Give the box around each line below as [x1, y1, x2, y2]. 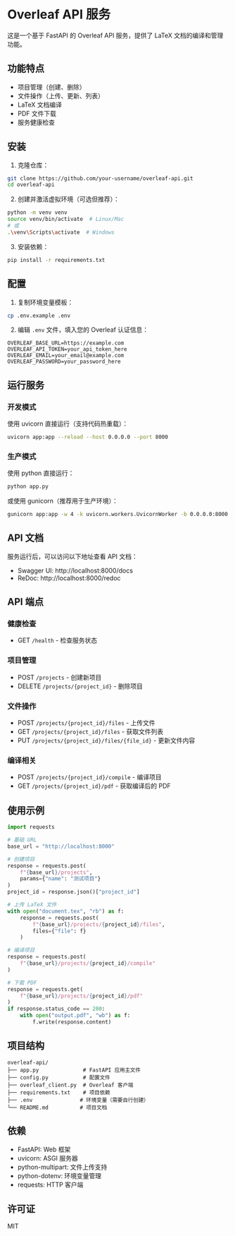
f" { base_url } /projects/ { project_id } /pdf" [20, 992, 143, 1000]
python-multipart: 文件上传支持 [17, 1163, 108, 1171]
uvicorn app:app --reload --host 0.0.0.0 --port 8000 [7, 433, 169, 441]
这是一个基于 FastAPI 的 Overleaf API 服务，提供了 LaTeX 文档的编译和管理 [7, 31, 224, 40]
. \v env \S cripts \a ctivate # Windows [7, 229, 115, 236]
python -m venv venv [7, 209, 68, 216]
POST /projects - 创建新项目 [17, 673, 102, 681]
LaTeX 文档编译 [17, 100, 62, 109]
